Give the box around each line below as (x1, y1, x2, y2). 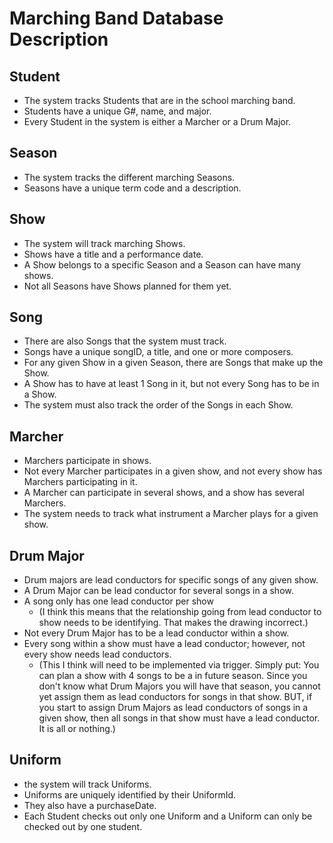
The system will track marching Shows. (23, 237, 186, 249)
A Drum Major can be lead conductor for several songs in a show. (23, 585, 294, 597)
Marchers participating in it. (23, 476, 138, 488)
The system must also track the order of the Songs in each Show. (23, 399, 294, 411)
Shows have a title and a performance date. (23, 248, 204, 260)
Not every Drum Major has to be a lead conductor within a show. (23, 627, 290, 639)
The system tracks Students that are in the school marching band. (23, 95, 296, 106)
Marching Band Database (9, 7, 224, 30)
